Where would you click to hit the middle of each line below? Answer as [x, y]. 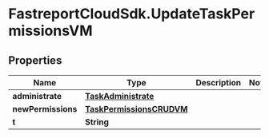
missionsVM [51, 31]
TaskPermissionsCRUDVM [137, 109]
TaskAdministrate [120, 96]
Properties [35, 60]
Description [219, 83]
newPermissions [45, 109]
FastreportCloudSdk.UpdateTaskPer [132, 14]
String [97, 122]
